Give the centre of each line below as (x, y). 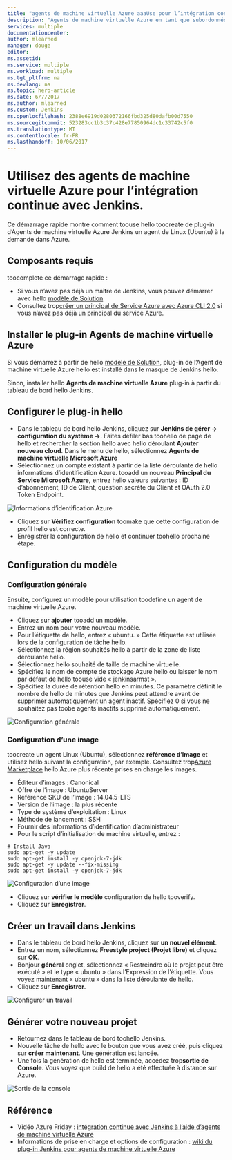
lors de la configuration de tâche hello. (72, 642)
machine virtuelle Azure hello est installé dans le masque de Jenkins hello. (113, 369)
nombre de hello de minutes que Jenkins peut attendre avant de (108, 694)
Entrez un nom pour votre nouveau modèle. (79, 628)
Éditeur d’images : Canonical (58, 783)
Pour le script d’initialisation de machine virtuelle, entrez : (99, 834)
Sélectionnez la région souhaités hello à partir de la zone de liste (109, 650)
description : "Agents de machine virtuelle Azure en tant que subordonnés (117, 20)
